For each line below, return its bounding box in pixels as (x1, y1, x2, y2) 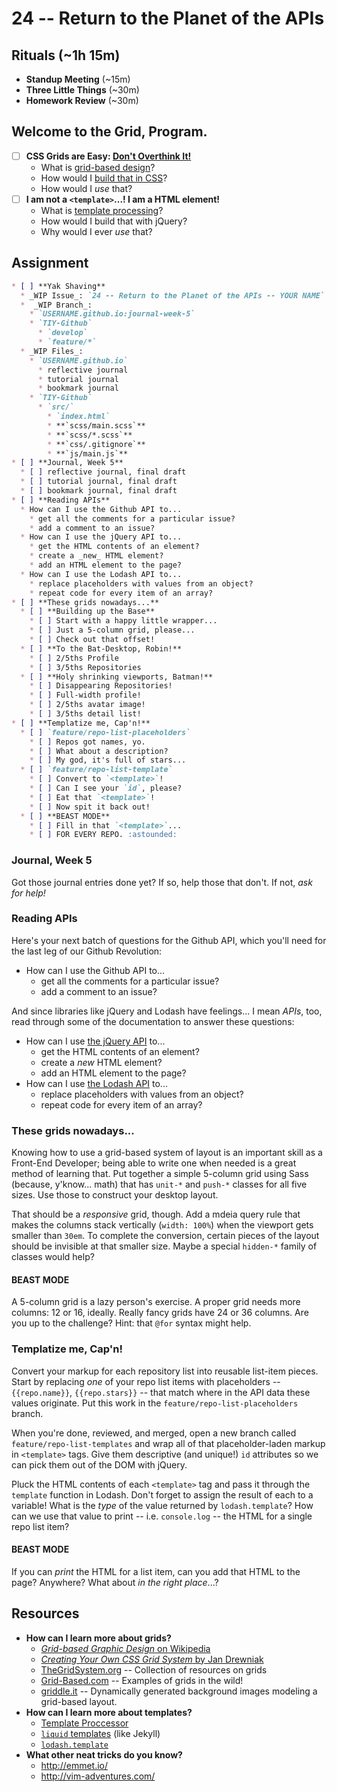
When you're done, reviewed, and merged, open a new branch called (11, 1427, 297, 1439)
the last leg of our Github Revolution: (11, 945, 163, 957)
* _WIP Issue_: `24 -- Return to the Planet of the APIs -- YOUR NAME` (20, 290, 326, 301)
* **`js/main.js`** (47, 448, 129, 459)
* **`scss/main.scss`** (47, 420, 146, 431)
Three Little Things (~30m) (25, 84, 140, 96)
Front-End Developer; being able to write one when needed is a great (11, 1157, 297, 1169)
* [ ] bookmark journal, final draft (20, 486, 178, 496)
